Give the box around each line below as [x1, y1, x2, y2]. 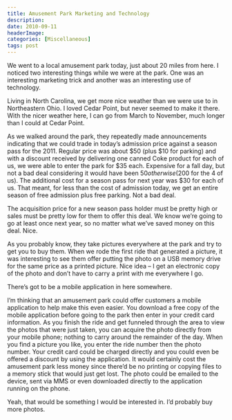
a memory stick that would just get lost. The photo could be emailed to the [7, 369, 219, 378]
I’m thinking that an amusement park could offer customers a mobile [7, 296, 202, 304]
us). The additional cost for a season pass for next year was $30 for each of [7, 176, 224, 184]
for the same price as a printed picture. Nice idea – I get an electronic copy [7, 262, 220, 270]
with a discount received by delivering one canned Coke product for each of [7, 154, 224, 163]
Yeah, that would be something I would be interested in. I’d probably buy [7, 398, 213, 405]
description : [7, 17, 45, 24]
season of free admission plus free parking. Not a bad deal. [7, 191, 176, 199]
